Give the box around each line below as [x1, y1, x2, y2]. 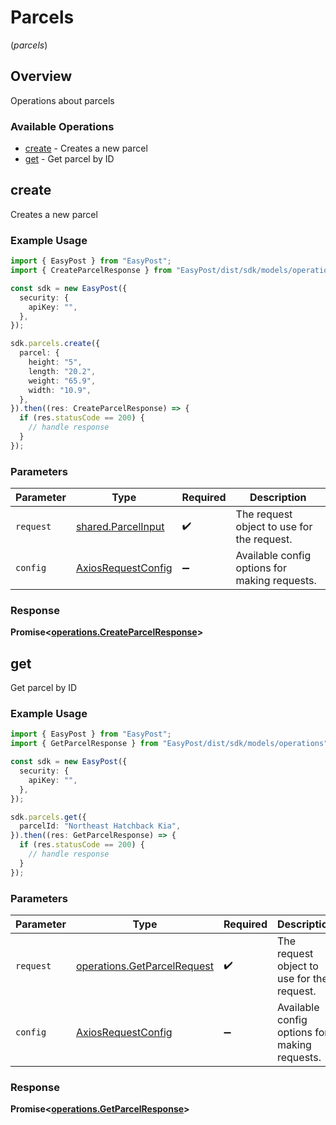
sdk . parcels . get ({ [10, 812, 87, 822]
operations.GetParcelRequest [75, 959, 215, 973]
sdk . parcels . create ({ [10, 339, 101, 349]
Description [249, 491, 307, 505]
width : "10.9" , [28, 385, 92, 395]
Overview [10, 68, 73, 85]
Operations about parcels [10, 94, 115, 106]
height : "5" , [28, 357, 83, 368]
